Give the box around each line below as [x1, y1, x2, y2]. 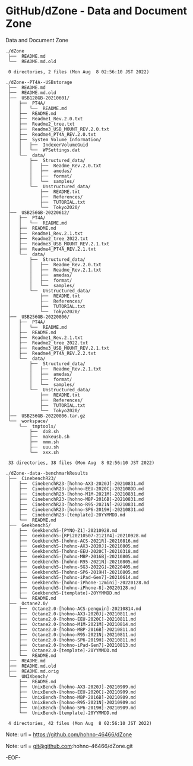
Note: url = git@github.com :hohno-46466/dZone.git [5, 742, 133, 749]
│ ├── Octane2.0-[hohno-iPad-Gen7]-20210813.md [8, 642, 136, 648]
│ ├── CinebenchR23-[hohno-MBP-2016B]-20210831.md [8, 496, 144, 502]
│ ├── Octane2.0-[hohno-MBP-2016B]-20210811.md [8, 627, 136, 633]
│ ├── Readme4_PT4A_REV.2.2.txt [8, 350, 96, 356]
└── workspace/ [8, 418, 49, 424]
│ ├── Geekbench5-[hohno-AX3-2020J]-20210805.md [8, 543, 139, 549]
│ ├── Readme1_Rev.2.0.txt [8, 116, 83, 122]
